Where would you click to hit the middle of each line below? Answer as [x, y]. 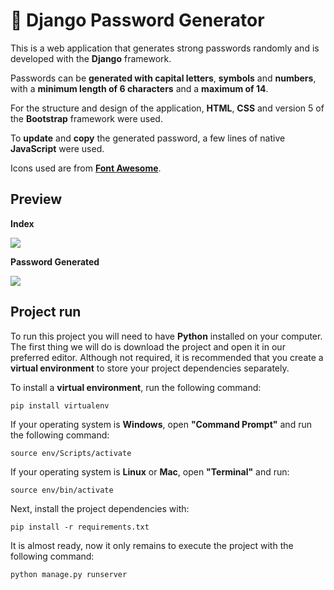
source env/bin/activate [62, 490]
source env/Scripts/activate [71, 453]
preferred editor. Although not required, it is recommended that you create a [167, 357]
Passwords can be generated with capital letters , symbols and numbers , [163, 78]
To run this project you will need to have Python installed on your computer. [166, 336]
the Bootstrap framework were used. [86, 118]
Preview [36, 199]
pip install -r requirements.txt [80, 527]
